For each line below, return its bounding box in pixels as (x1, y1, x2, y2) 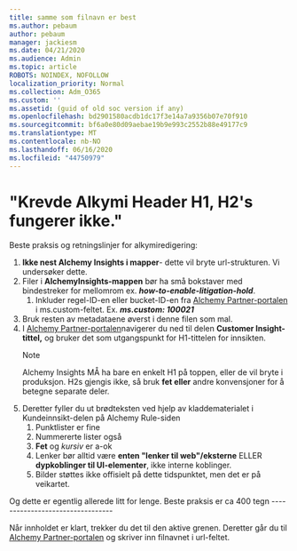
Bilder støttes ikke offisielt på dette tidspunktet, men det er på (35, 469, 262, 480)
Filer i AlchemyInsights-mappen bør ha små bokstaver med (21, 276, 243, 287)
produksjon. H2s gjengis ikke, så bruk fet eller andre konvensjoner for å (21, 377, 285, 387)
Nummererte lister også (35, 432, 122, 443)
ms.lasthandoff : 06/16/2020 (9, 145, 113, 154)
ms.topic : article (9, 63, 77, 72)
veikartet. (35, 479, 70, 490)
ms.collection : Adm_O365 (9, 87, 101, 96)
